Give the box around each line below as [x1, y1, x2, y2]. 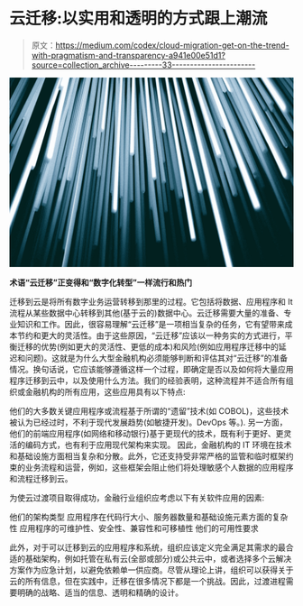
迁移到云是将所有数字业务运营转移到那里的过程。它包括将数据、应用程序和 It [9, 296, 293, 307]
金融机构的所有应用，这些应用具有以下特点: [24, 386, 187, 397]
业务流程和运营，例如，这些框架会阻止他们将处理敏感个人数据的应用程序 [24, 462, 294, 473]
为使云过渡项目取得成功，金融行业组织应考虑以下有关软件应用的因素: [9, 492, 265, 503]
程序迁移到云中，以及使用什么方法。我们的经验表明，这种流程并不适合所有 [9, 375, 286, 386]
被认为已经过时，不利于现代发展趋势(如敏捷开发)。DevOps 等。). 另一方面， [9, 417, 288, 427]
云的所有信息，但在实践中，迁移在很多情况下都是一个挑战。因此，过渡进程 [9, 575, 286, 586]
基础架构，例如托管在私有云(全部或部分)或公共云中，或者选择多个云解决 [24, 553, 292, 564]
